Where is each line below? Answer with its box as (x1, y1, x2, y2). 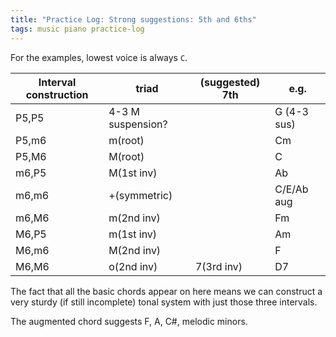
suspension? (108, 117, 168, 131)
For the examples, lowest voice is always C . (10, 51, 188, 63)
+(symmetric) (108, 188, 173, 202)
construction (25, 87, 89, 101)
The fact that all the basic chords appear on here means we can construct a (10, 285, 323, 297)
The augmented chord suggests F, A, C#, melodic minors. (10, 315, 248, 327)
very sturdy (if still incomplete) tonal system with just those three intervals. (10, 296, 318, 308)
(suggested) (199, 75, 261, 89)
